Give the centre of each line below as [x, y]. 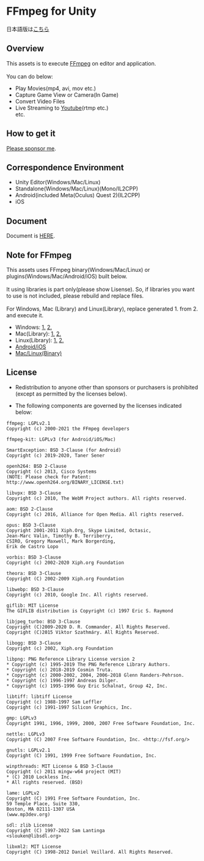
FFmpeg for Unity [51, 11]
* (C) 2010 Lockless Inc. [39, 777]
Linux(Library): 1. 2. [39, 340]
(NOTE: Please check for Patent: [49, 477]
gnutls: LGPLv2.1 [28, 750]
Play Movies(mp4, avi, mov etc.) [56, 88]
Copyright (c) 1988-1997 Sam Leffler [54, 702]
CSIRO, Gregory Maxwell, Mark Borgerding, [61, 541]
